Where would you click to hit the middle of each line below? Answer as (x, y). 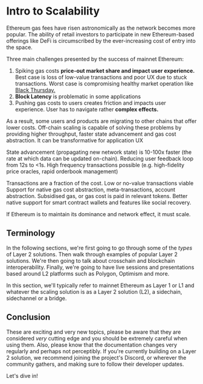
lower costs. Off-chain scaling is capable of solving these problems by (94, 127)
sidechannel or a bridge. (37, 298)
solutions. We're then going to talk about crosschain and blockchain (91, 260)
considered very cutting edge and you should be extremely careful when (97, 338)
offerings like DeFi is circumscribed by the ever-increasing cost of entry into (101, 41)
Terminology (31, 233)
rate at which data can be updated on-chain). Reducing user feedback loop (100, 158)
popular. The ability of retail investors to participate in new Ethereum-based (100, 34)
